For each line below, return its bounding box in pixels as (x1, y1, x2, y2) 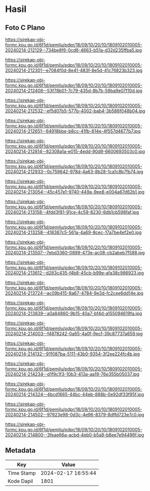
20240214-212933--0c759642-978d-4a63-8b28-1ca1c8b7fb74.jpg (5, 168, 144, 174)
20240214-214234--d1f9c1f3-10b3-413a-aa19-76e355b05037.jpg (5, 371, 140, 377)
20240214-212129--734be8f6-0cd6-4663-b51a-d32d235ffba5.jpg (5, 47, 142, 53)
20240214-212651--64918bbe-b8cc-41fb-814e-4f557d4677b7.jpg (5, 128, 141, 134)
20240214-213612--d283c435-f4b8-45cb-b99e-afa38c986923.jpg (5, 270, 144, 276)
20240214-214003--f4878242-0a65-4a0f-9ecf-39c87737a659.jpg (5, 330, 143, 336)
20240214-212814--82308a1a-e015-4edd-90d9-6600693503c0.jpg (5, 149, 145, 154)
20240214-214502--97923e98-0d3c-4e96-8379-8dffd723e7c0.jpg (5, 412, 145, 417)
